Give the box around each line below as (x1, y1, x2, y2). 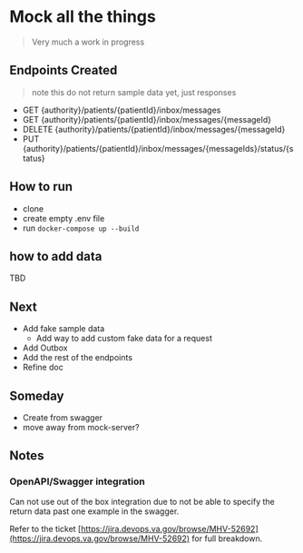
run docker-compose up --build (22, 222, 140, 233)
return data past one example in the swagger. (9, 506, 180, 517)
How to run (9, 179, 73, 194)
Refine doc (22, 361, 64, 373)
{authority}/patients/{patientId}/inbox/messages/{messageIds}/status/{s (22, 143, 294, 153)
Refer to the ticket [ (9, 523, 82, 534)
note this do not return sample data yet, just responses (31, 86, 237, 97)
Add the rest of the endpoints (22, 352, 133, 363)
